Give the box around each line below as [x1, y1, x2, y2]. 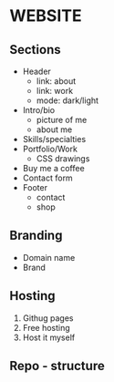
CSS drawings [36, 153, 90, 164]
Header [22, 66, 52, 77]
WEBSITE [9, 5, 82, 26]
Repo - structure [9, 358, 105, 374]
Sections [9, 42, 61, 57]
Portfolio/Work [22, 143, 78, 154]
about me [36, 124, 73, 135]
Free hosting [22, 322, 70, 333]
